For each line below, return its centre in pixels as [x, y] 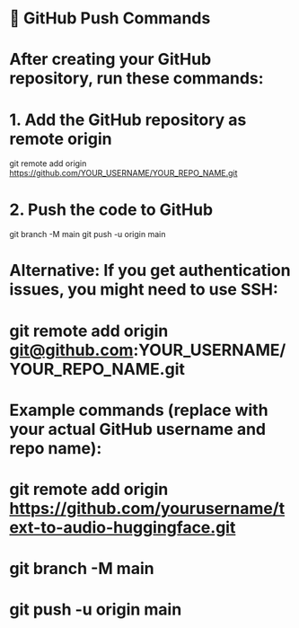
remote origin [61, 139]
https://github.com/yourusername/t [147, 509]
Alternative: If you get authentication [150, 271]
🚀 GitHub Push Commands [110, 18]
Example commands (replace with [139, 410]
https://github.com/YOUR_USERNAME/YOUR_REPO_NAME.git [123, 173]
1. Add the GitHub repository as [128, 119]
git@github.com [71, 350]
